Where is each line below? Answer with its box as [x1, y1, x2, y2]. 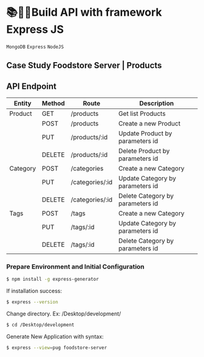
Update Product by [118, 129, 172, 138]
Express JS [6, 23, 64, 37]
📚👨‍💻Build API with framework [6, 5, 162, 19]
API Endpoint [6, 81, 56, 91]
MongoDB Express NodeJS [6, 44, 64, 50]
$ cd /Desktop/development [6, 322, 75, 328]
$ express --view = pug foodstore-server [6, 345, 107, 351]
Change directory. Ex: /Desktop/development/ [6, 310, 121, 317]
